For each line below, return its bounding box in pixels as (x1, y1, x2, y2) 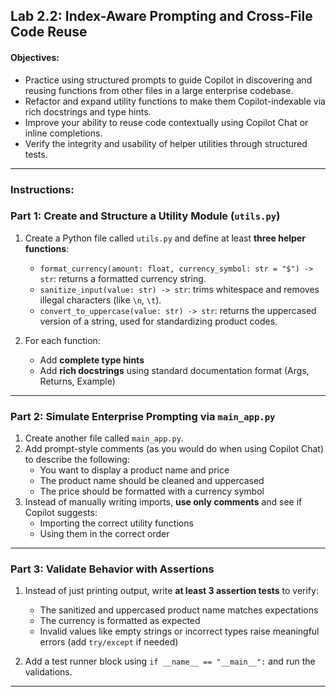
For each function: (24, 334, 101, 346)
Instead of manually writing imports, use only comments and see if (24, 496, 303, 508)
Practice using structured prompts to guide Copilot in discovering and (24, 74, 313, 86)
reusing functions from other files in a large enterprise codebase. (24, 84, 294, 96)
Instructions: (10, 182, 75, 196)
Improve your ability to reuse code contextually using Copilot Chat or (24, 116, 309, 128)
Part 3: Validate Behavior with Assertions (10, 562, 215, 576)
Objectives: (10, 51, 60, 63)
